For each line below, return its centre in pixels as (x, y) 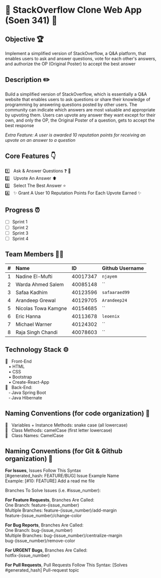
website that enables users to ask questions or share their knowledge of (78, 99)
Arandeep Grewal (36, 300)
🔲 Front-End (18, 361)
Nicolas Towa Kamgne (41, 308)
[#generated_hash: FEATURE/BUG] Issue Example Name (62, 475)
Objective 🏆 (24, 39)
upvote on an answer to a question (40, 140)
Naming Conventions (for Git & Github (64, 451)
